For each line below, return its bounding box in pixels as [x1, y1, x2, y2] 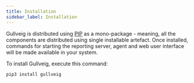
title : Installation [6, 8, 57, 15]
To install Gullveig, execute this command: [6, 60, 108, 67]
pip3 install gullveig [6, 71, 62, 77]
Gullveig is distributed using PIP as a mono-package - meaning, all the [6, 30, 176, 37]
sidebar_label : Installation [6, 14, 77, 20]
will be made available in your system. [6, 49, 98, 56]
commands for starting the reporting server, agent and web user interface [6, 42, 185, 50]
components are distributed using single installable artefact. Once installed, [6, 36, 189, 43]
